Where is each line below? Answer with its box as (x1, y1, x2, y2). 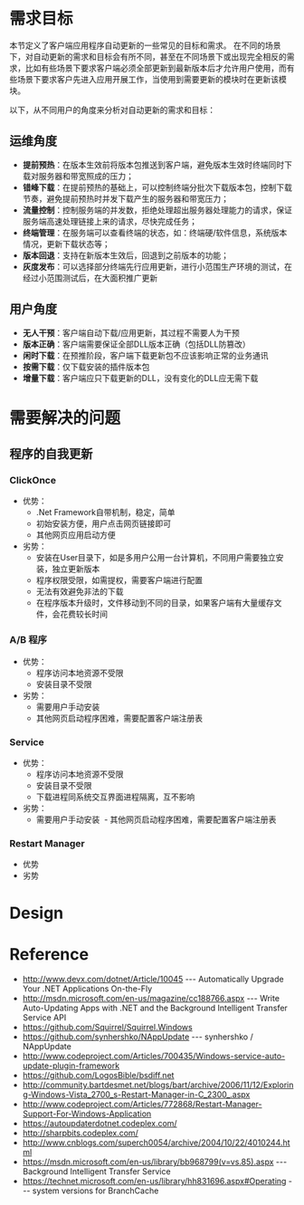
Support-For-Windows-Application (22, 1108, 152, 1119)
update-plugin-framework (22, 1060, 120, 1071)
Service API (22, 1012, 67, 1023)
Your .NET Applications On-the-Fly (22, 983, 153, 994)
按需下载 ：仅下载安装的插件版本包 (22, 361, 150, 372)
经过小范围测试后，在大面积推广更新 (22, 273, 158, 283)
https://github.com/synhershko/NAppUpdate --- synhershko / (22, 1031, 253, 1042)
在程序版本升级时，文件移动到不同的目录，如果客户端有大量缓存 (35, 598, 274, 608)
